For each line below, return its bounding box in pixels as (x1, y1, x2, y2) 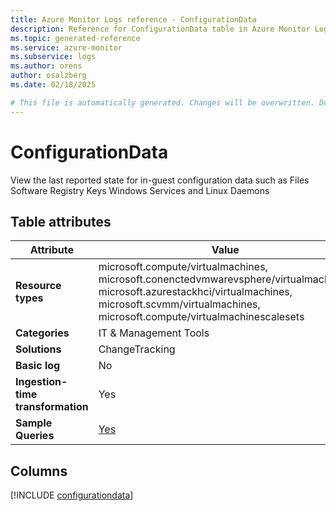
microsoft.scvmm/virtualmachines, (98, 297, 261, 311)
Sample (15, 416, 53, 430)
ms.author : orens (10, 61, 83, 71)
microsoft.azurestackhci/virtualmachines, (98, 285, 293, 299)
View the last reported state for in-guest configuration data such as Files (10, 174, 310, 186)
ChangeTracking (98, 342, 176, 356)
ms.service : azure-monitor (10, 42, 123, 53)
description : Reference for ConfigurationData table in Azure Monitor (10, 24, 311, 34)
